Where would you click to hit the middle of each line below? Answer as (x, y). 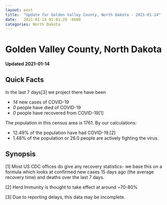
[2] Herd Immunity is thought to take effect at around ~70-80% (71, 187)
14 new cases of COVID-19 (41, 102)
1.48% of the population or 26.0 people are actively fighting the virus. (86, 138)
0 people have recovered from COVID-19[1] (58, 113)
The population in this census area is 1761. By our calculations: (71, 122)
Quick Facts (25, 80)
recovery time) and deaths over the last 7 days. (55, 177)
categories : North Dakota (33, 24)
